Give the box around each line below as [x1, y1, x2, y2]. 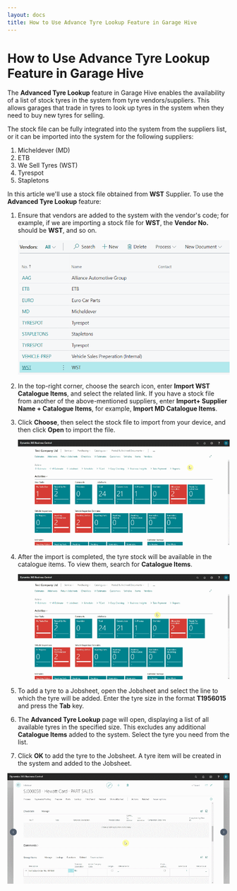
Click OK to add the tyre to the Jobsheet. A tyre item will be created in [17, 752, 221, 760]
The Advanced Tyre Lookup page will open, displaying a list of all [17, 715, 209, 724]
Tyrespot [17, 168, 44, 177]
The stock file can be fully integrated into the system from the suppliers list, [7, 125, 227, 134]
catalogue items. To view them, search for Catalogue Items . [17, 560, 193, 568]
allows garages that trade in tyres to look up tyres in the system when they [7, 103, 224, 113]
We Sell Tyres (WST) [17, 161, 78, 170]
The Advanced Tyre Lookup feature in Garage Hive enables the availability [7, 88, 226, 97]
